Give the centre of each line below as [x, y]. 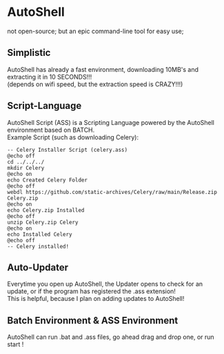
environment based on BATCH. [51, 130]
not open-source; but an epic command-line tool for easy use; [95, 31]
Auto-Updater [38, 267]
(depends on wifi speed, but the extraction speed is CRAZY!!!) [95, 84]
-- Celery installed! [38, 246]
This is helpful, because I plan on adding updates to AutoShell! [96, 299]
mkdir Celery [26, 168]
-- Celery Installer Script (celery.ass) [68, 150]
